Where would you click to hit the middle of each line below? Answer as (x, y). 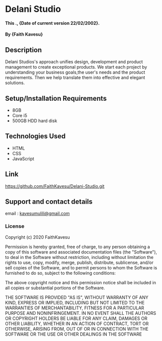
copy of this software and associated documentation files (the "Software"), (81, 252)
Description (23, 50)
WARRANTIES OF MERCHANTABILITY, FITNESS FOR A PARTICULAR (75, 308)
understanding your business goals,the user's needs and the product (75, 72)
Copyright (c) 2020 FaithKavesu (37, 237)
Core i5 (20, 115)
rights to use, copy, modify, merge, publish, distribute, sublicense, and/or (79, 262)
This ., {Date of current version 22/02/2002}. (52, 23)
